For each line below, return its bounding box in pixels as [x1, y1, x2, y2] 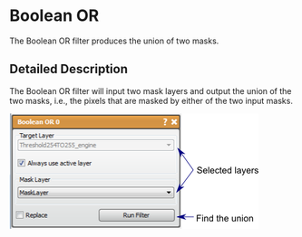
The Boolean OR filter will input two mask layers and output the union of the [9, 85, 292, 96]
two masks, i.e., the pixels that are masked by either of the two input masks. [9, 95, 293, 106]
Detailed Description [9, 62, 129, 77]
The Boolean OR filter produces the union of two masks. [9, 35, 219, 46]
